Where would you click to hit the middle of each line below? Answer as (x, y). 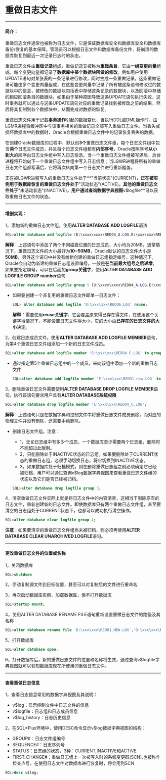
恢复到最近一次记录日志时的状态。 (48, 55)
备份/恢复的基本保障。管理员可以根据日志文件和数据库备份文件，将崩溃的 (80, 49)
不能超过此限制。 (37, 448)
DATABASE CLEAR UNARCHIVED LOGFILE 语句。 (55, 536)
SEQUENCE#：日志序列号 (39, 745)
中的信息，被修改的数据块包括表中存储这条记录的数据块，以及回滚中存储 (87, 91)
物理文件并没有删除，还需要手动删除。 (44, 421)
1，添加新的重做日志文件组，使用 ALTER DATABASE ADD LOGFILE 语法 (76, 225)
